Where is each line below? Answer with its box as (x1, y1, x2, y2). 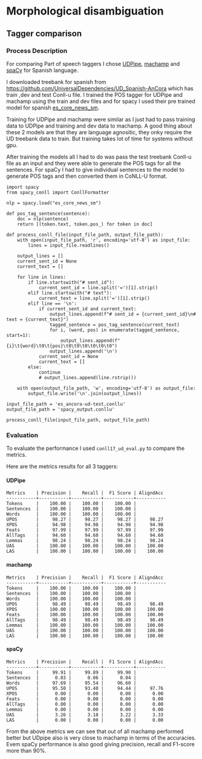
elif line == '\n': (28, 301, 77, 307)
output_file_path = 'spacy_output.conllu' (6, 406, 115, 412)
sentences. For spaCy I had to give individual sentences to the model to (6, 166, 184, 173)
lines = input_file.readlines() (28, 242, 110, 249)
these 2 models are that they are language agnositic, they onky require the (6, 128, 192, 135)
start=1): (6, 332, 31, 338)
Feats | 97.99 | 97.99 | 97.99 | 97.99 (6, 527, 164, 533)
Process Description (6, 47, 68, 55)
